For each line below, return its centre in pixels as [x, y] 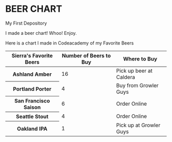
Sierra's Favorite [32, 55]
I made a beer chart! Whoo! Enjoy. [41, 33]
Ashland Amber [32, 74]
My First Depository [26, 23]
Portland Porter [32, 89]
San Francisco [32, 101]
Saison [32, 107]
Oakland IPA [32, 129]
